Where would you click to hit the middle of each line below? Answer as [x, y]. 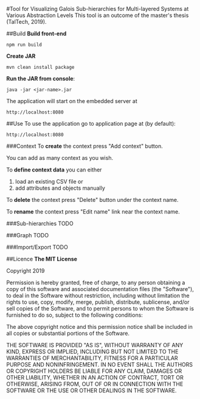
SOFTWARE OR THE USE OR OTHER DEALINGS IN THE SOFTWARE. [91, 390]
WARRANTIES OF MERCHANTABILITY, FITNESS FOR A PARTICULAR [92, 358]
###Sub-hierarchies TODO [40, 223]
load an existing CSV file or [49, 182]
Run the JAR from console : [41, 78]
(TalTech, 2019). [26, 22]
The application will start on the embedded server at [72, 101]
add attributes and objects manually [60, 188]
